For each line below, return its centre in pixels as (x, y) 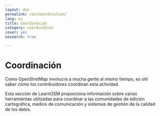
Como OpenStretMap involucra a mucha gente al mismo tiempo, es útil (77, 79)
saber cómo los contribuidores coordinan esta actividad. (62, 84)
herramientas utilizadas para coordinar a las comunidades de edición (75, 99)
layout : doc (17, 10)
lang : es (14, 19)
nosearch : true (21, 37)
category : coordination (29, 28)
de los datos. (18, 109)
